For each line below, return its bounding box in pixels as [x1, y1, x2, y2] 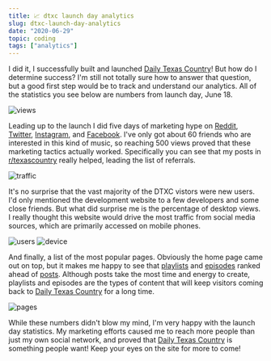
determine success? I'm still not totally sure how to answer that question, [8, 73, 252, 82]
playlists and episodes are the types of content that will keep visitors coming [8, 278, 264, 288]
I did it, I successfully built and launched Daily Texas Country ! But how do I [8, 64, 257, 73]
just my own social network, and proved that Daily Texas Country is [8, 335, 233, 345]
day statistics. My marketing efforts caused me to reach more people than [8, 326, 256, 336]
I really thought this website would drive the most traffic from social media [8, 212, 256, 222]
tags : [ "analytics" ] [8, 42, 78, 50]
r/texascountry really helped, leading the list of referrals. [8, 155, 196, 166]
